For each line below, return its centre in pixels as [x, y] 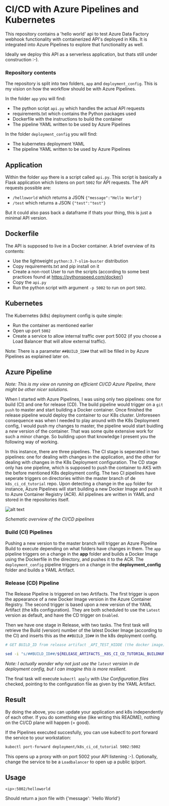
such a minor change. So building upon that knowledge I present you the [80, 437]
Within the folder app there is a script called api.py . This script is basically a [83, 177]
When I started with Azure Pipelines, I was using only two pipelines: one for [83, 399]
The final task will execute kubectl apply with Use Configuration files [77, 678]
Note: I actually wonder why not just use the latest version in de [72, 663]
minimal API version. [26, 218]
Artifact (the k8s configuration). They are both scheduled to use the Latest [83, 610]
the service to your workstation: [38, 738]
